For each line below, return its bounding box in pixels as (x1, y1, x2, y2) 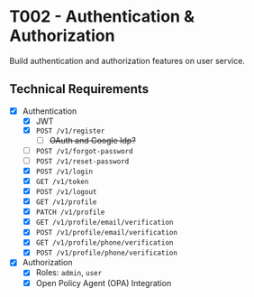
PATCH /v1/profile (35, 208, 105, 218)
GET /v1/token (35, 177, 89, 186)
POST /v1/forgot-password (35, 146, 133, 155)
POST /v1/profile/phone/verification (35, 248, 178, 258)
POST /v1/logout (35, 187, 97, 196)
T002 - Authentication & (9, 6, 195, 27)
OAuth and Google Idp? (49, 135, 137, 145)
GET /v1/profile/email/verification (35, 218, 174, 227)
